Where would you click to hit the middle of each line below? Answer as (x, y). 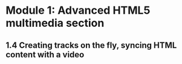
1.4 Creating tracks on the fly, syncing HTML (91, 45)
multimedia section (55, 23)
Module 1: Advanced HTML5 (78, 10)
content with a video (45, 54)
